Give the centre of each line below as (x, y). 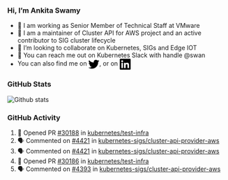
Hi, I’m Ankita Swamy (44, 10)
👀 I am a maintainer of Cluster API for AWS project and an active (109, 33)
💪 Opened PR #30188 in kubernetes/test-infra (83, 133)
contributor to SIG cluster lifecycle (67, 40)
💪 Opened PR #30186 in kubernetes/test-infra (83, 161)
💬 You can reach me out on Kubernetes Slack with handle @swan (111, 55)
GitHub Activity (34, 117)
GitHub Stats (29, 84)
